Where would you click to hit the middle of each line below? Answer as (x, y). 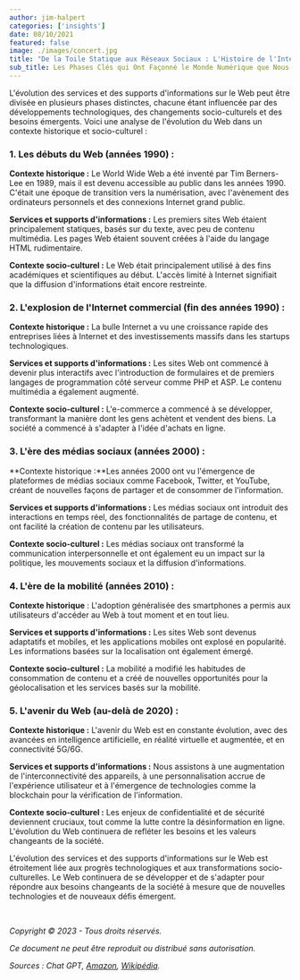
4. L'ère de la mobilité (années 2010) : (92, 585)
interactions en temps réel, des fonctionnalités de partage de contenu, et (143, 516)
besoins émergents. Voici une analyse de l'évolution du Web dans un (136, 121)
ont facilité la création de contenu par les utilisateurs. (107, 526)
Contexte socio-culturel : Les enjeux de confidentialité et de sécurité (137, 813)
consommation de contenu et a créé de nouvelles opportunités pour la (138, 678)
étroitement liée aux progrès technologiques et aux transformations (133, 868)
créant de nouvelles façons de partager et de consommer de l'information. (146, 490)
